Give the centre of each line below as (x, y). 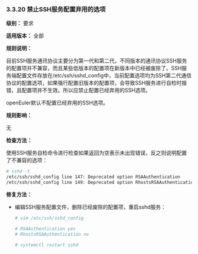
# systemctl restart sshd (46, 245)
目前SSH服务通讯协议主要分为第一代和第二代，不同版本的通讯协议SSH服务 (97, 61)
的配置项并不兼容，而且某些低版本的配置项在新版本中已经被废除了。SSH (94, 68)
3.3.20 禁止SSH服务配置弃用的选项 (56, 9)
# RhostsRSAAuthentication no (52, 234)
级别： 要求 (20, 23)
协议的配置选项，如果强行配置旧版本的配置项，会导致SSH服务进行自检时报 (97, 83)
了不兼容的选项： (27, 160)
